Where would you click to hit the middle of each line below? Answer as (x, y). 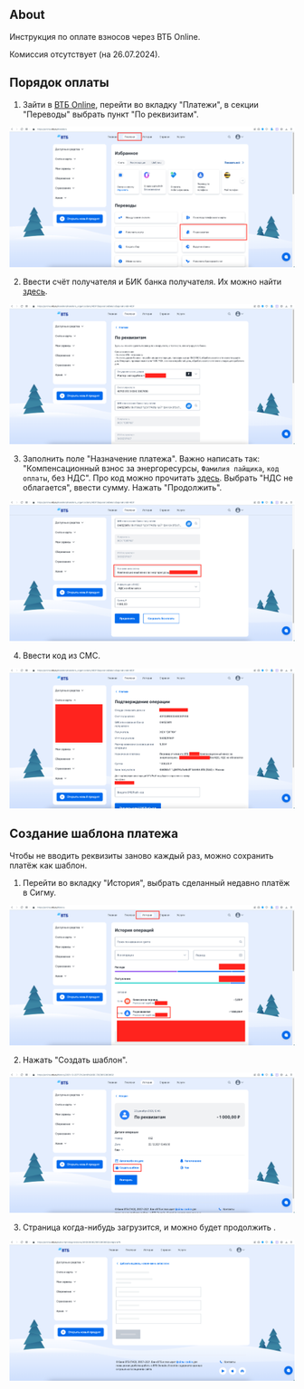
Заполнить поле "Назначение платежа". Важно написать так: (141, 459)
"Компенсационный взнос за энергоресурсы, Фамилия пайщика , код (151, 469)
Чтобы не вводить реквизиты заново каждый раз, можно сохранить (142, 855)
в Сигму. (39, 892)
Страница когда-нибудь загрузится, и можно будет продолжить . (149, 1227)
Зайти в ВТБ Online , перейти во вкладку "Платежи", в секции (141, 104)
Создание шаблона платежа (94, 834)
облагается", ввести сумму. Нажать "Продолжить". (122, 488)
